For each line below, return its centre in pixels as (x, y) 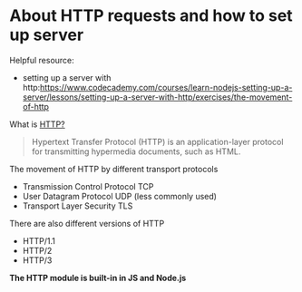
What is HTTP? (37, 124)
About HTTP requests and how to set (151, 16)
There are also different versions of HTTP (87, 223)
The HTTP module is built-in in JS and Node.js (98, 277)
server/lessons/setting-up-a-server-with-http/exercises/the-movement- (157, 97)
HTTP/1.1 (39, 240)
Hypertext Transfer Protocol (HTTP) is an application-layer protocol (157, 141)
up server (47, 35)
